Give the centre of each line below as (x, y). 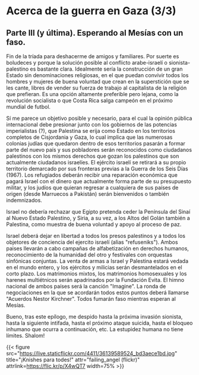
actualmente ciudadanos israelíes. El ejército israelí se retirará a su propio (96, 162)
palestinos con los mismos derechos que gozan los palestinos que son (93, 156)
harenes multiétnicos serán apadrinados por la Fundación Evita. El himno (95, 280)
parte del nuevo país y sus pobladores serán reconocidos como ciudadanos (99, 150)
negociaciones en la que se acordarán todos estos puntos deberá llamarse (97, 293)
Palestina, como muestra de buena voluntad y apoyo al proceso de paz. (94, 224)
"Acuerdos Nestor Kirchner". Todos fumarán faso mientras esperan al (91, 299)
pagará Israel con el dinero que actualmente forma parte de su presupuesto (99, 181)
